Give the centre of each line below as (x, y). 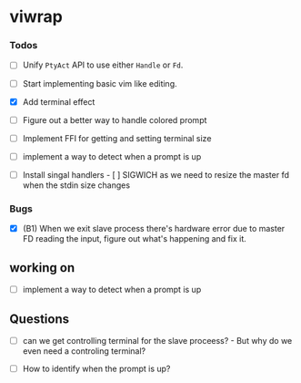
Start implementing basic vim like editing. (100, 83)
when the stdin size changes (76, 185)
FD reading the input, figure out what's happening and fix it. (135, 239)
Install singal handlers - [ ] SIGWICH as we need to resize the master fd (156, 174)
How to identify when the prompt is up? (96, 369)
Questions (40, 319)
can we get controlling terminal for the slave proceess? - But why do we (157, 340)
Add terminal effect (59, 101)
